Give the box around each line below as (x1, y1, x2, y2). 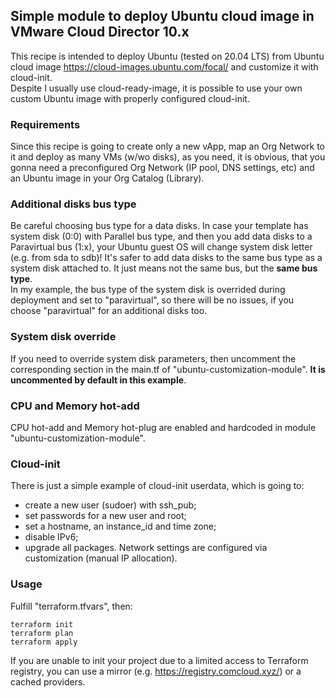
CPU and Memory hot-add (10, 399, 140, 413)
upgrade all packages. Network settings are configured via (24, 542, 268, 554)
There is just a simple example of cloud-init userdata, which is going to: (10, 480, 305, 492)
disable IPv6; (24, 531, 79, 543)
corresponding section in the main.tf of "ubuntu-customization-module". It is (10, 363, 326, 375)
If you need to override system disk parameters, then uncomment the (10, 352, 297, 364)
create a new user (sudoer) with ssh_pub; (24, 499, 197, 511)
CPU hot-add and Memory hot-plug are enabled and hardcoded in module (10, 422, 317, 433)
